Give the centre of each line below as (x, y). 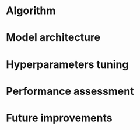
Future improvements (59, 118)
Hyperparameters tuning (67, 64)
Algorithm (31, 11)
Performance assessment (70, 91)
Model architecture (53, 38)
